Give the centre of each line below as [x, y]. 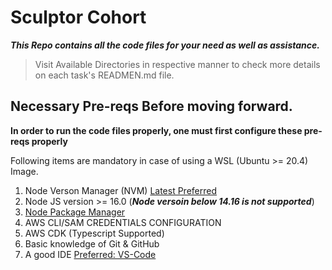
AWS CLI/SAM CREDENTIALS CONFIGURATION [123, 222]
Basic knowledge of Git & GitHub [92, 243]
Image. [24, 171]
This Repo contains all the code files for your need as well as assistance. [165, 45]
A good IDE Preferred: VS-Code [90, 254]
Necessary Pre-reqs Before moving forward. [151, 106]
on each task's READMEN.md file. [104, 75]
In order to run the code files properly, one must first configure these [156, 130]
